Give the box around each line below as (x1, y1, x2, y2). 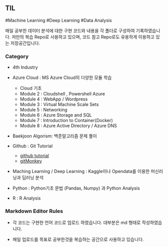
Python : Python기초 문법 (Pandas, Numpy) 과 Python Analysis (12, 185, 140, 191)
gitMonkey (20, 158, 42, 164)
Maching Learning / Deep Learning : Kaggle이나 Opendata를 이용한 (12, 168, 150, 174)
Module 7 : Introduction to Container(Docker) (20, 117, 113, 123)
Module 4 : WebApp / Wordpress (20, 96, 88, 102)
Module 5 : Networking (20, 107, 68, 113)
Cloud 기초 (20, 85, 42, 91)
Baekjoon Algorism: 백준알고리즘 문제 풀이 (12, 133, 97, 139)
